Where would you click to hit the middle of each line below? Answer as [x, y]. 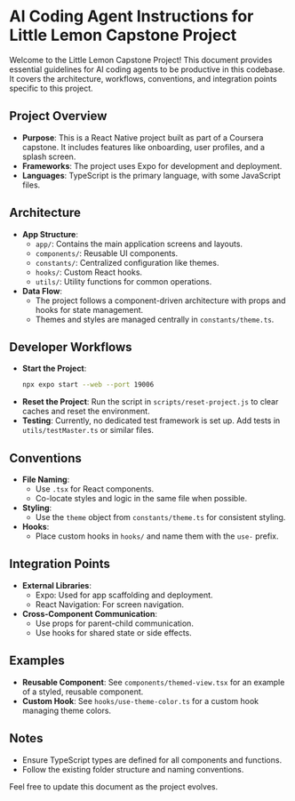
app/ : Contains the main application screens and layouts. [139, 244]
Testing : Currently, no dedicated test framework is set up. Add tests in [151, 421]
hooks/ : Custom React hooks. [89, 272]
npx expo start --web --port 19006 [88, 385]
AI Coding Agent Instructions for [132, 16]
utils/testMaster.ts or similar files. [88, 430]
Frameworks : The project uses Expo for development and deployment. [152, 165]
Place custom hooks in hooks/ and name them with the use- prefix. [157, 536]
